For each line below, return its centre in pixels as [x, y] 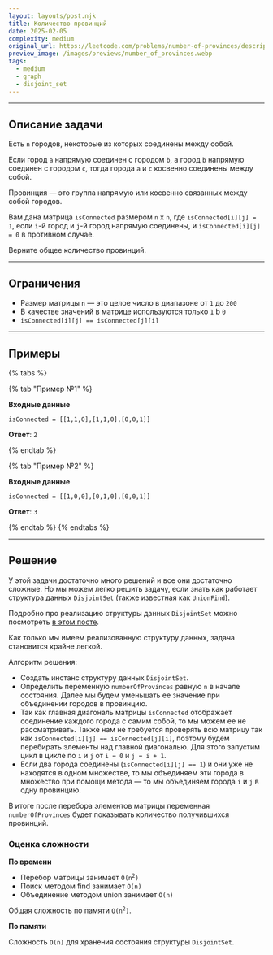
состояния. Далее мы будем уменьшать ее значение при [120, 695]
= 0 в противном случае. [52, 234]
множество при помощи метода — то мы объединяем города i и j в [140, 781]
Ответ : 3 [23, 511]
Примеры [35, 353]
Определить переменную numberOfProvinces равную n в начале [130, 686]
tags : [17, 62]
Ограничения [44, 283]
